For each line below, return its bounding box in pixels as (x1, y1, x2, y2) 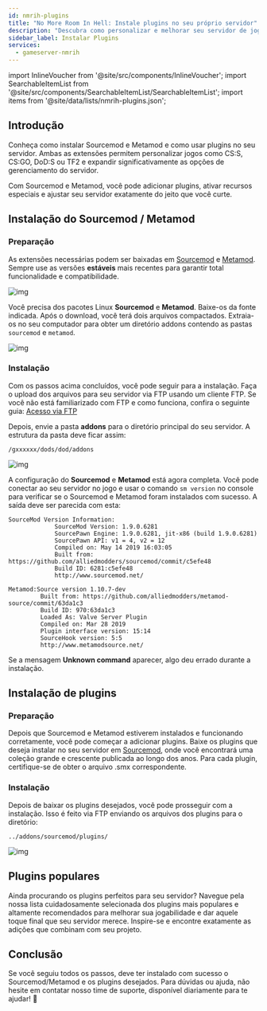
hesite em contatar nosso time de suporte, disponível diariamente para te (8, 986, 248, 995)
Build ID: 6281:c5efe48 (54, 564, 133, 572)
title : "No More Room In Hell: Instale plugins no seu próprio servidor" (8, 19, 258, 27)
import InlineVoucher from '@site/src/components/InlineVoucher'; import (8, 71, 246, 80)
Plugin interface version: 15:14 (40, 627, 151, 635)
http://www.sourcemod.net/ (54, 571, 145, 580)
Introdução (8, 119, 64, 132)
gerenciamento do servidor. (8, 165, 99, 175)
